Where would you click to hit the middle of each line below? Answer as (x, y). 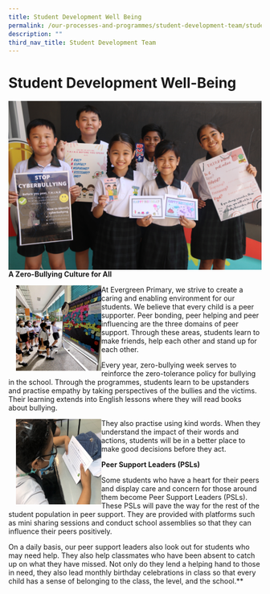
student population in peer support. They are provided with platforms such (132, 514)
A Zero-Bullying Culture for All (60, 274)
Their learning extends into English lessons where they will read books (125, 399)
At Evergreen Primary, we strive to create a (172, 289)
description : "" (35, 34)
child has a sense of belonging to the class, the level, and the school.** (126, 581)
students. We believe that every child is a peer (178, 306)
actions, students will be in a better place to (174, 440)
